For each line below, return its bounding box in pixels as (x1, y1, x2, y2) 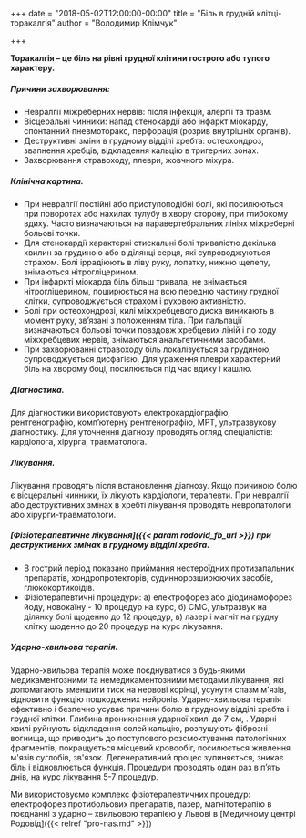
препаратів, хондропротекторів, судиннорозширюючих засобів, (23, 572, 274, 583)
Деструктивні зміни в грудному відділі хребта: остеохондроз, (23, 135, 264, 146)
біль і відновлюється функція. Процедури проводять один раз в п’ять (10, 761, 280, 772)
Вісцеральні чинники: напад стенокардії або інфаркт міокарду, (23, 116, 269, 127)
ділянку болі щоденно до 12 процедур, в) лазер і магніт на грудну (23, 611, 279, 622)
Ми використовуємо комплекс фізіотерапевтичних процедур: (10, 789, 251, 800)
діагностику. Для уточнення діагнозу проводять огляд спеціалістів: (10, 426, 273, 437)
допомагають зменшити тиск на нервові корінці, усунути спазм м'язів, (10, 684, 287, 695)
